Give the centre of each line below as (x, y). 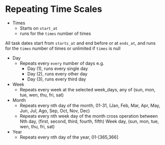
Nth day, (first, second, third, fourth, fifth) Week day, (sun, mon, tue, (89, 121)
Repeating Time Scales (54, 9)
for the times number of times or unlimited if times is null (63, 48)
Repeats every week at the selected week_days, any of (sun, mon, (87, 89)
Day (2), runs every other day (57, 73)
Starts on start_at (39, 28)
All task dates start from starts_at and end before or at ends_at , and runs (80, 43)
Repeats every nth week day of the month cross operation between (89, 116)
